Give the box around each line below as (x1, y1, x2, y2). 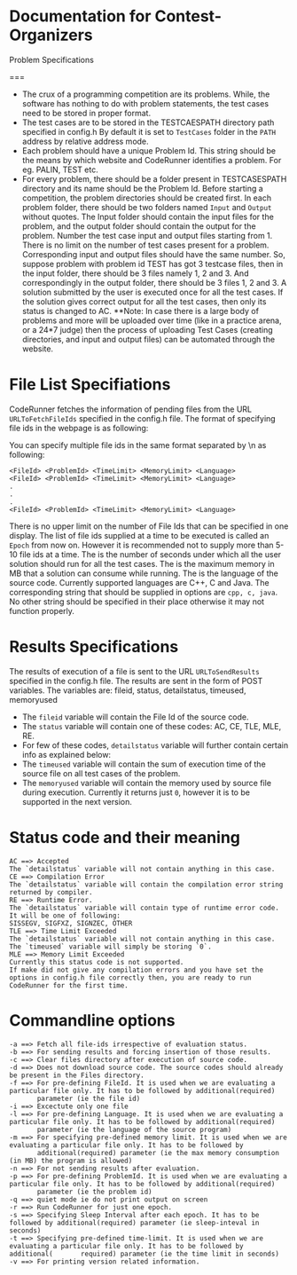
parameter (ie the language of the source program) (36, 1125, 232, 1134)
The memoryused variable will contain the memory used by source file (21, 777, 272, 788)
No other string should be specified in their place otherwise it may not (9, 596, 264, 607)
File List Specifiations (9, 374, 171, 395)
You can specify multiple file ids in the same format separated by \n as (9, 439, 267, 450)
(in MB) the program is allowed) (9, 1156, 133, 1165)
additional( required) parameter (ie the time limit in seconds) (9, 1249, 279, 1258)
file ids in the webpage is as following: (9, 422, 149, 433)
